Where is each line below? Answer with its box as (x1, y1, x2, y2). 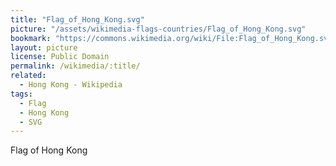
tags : (10, 89, 33, 99)
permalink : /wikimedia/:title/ (10, 61, 141, 71)
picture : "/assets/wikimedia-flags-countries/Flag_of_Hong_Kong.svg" (10, 24, 307, 34)
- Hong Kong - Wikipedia (19, 80, 123, 90)
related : (10, 71, 47, 81)
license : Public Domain (10, 52, 110, 62)
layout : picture (10, 42, 78, 53)
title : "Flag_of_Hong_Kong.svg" (10, 14, 145, 25)
